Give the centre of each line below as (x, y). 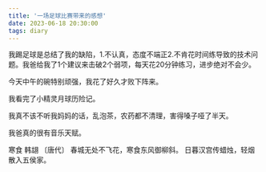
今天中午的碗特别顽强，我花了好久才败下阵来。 (85, 82)
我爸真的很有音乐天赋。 (47, 133)
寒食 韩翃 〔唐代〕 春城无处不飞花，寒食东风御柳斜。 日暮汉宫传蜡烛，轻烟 (131, 150)
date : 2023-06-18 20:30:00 (53, 23)
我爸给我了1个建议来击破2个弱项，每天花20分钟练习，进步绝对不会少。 (139, 64)
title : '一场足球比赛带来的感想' (57, 16)
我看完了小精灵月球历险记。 (54, 99)
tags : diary (28, 31)
